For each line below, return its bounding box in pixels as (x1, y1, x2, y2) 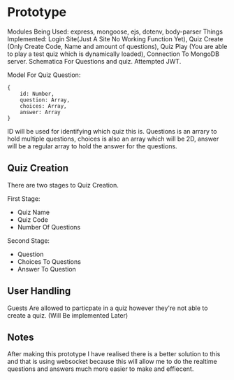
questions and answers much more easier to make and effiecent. (7, 365, 194, 373)
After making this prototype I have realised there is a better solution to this (7, 350, 221, 358)
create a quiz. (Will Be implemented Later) (7, 311, 129, 319)
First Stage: (7, 194, 41, 203)
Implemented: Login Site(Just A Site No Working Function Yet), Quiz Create (7, 34, 224, 43)
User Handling (7, 285, 71, 297)
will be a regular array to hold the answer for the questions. (7, 141, 177, 150)
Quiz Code (17, 215, 49, 224)
